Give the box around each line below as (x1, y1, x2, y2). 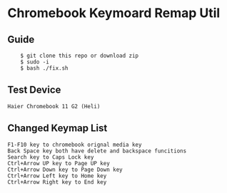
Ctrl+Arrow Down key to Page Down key (7, 166, 123, 173)
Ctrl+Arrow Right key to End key (7, 178, 107, 186)
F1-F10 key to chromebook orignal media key (7, 141, 142, 148)
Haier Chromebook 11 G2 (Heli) (7, 103, 101, 110)
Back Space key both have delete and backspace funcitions (7, 147, 187, 155)
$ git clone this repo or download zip (20, 52, 139, 59)
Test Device (7, 84, 61, 96)
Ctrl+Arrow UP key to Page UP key (7, 160, 111, 167)
